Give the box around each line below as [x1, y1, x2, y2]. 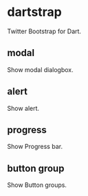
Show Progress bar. [7, 143, 63, 151]
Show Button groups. [7, 181, 67, 189]
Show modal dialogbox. [7, 65, 74, 73]
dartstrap [7, 4, 62, 20]
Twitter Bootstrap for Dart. [7, 27, 81, 35]
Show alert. [7, 104, 40, 112]
